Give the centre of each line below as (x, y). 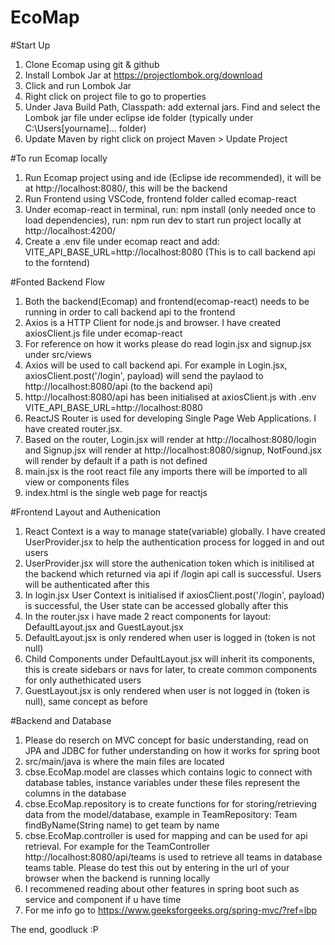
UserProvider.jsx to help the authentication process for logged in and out (174, 542)
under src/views (58, 354)
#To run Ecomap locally (59, 158)
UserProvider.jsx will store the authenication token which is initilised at (169, 563)
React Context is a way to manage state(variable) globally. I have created (175, 531)
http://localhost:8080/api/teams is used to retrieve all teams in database (173, 857)
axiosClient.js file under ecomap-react (103, 333)
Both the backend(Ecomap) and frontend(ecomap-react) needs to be (167, 301)
